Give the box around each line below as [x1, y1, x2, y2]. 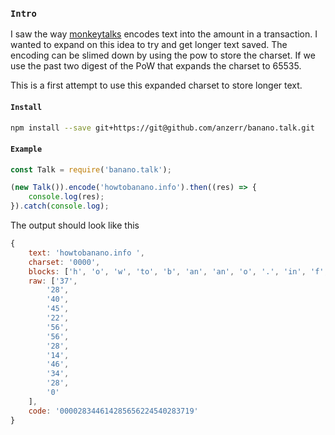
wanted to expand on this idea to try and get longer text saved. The [10, 39, 288, 51]
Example [10, 144, 43, 154]
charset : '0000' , [28, 257, 101, 267]
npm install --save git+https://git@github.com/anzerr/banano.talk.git [10, 123, 315, 133]
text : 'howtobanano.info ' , [28, 248, 145, 258]
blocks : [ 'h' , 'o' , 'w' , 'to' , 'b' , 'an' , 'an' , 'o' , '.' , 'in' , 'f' [28, 266, 325, 277]
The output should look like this [10, 219, 140, 232]
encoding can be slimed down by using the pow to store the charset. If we [10, 49, 316, 62]
